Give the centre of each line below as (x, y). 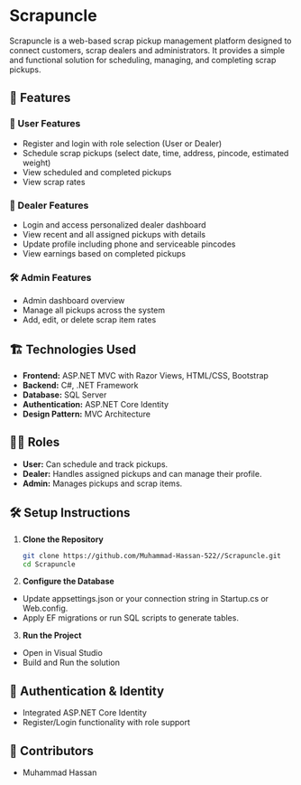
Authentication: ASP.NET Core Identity (96, 405)
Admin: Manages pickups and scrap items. (102, 483)
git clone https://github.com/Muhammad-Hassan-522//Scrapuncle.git (151, 556)
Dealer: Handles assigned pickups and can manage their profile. (142, 473)
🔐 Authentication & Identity (87, 691)
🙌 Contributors (52, 751)
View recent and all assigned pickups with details (114, 234)
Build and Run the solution (71, 663)
